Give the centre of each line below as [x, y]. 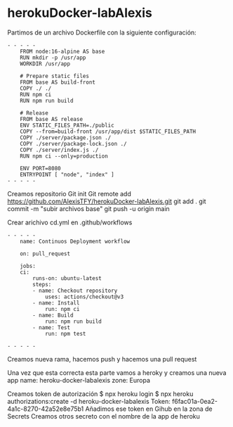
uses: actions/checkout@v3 [84, 297]
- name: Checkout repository [75, 291]
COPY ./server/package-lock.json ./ [74, 144]
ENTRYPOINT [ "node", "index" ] [67, 174]
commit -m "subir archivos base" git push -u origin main [88, 208]
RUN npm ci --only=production [64, 156]
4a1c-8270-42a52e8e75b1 [46, 409]
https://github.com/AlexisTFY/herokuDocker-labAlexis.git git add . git [107, 201]
